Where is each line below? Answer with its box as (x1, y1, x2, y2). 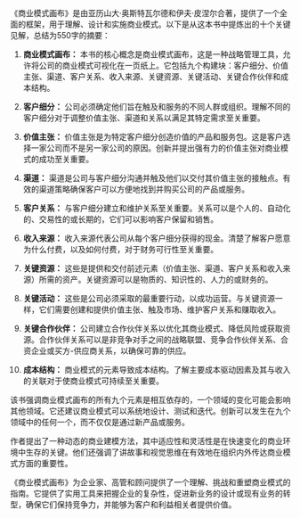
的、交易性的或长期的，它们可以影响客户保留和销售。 (22, 214, 219, 225)
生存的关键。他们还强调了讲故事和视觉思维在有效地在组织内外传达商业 (25, 447, 283, 457)
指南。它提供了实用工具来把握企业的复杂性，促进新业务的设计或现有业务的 (10, 489, 283, 498)
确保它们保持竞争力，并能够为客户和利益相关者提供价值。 (25, 499, 237, 510)
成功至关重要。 (38, 154, 94, 164)
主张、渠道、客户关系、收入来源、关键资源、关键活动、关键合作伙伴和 (22, 71, 281, 82)
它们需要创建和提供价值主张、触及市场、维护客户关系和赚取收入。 (38, 304, 281, 315)
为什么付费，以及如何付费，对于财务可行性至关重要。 (22, 244, 219, 254)
